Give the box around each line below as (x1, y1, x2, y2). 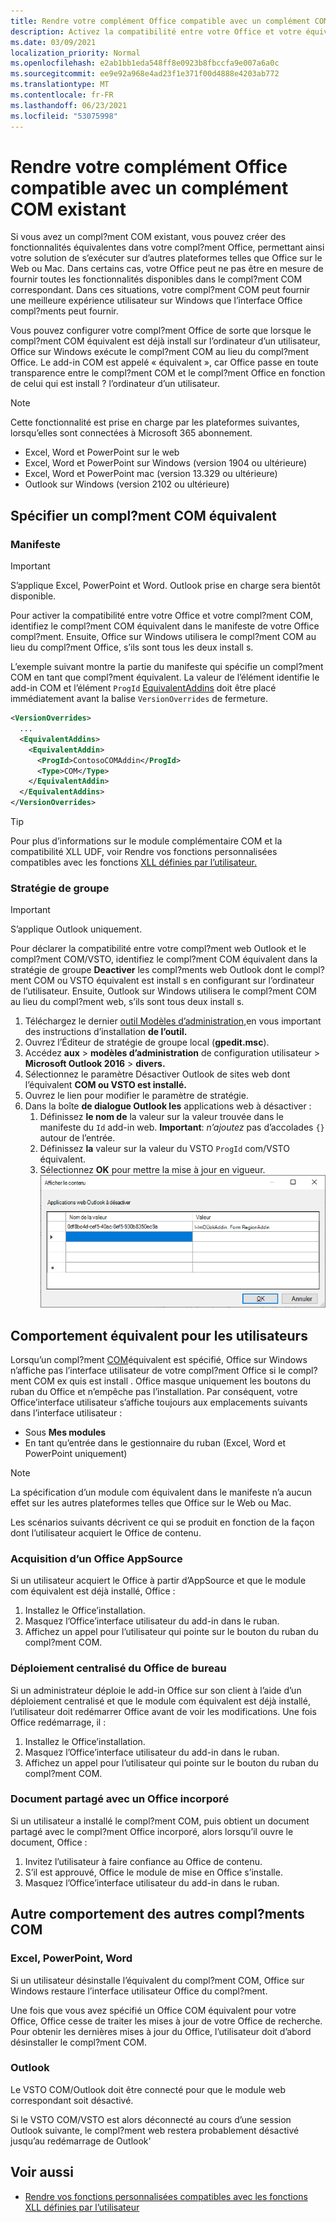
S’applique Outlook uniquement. (10, 923, 143, 935)
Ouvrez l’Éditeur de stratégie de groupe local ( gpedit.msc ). (24, 1036, 270, 1049)
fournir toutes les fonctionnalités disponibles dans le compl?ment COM (10, 273, 303, 285)
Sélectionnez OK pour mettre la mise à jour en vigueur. (39, 1164, 266, 1176)
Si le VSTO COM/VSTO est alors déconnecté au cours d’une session (10, 2113, 292, 2125)
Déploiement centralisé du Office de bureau (10, 1661, 227, 1675)
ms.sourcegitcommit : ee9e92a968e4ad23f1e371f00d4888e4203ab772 (10, 69, 280, 79)
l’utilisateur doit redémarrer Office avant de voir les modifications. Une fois (10, 1705, 317, 1717)
